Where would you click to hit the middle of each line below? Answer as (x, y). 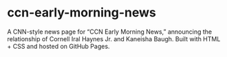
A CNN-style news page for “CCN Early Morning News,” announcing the (109, 32)
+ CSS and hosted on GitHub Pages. (58, 46)
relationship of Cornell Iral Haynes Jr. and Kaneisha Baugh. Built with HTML (114, 38)
